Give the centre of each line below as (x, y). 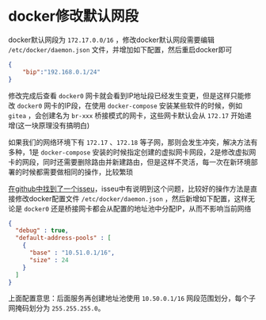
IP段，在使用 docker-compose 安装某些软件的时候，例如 (154, 105)
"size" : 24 (49, 260)
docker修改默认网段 (73, 16)
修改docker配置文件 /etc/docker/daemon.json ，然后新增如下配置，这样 (131, 198)
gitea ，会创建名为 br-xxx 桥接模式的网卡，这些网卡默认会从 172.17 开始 (127, 115)
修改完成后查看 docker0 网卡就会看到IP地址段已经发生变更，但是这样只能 (126, 95)
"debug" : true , (42, 230)
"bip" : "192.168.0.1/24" (62, 72)
